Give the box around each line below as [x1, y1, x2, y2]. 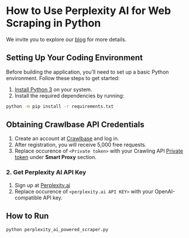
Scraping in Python [6, 16, 101, 30]
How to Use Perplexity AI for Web [6, 4, 171, 18]
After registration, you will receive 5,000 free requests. [14, 142, 147, 149]
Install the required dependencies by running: [14, 92, 125, 99]
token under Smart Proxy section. [14, 154, 97, 161]
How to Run [6, 211, 49, 221]
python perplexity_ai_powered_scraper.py [6, 226, 109, 232]
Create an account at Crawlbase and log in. [14, 135, 119, 142]
